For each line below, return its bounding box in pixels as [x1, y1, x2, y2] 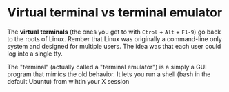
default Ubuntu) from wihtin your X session [7, 77, 130, 85]
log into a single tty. [7, 49, 63, 58]
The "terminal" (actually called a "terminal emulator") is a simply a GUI [7, 62, 207, 71]
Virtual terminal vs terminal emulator [7, 5, 223, 21]
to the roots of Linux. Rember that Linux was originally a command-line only [7, 34, 222, 43]
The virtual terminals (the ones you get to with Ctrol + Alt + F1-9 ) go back [7, 27, 221, 36]
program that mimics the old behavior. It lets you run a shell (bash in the [7, 70, 211, 78]
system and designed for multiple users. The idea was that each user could [7, 42, 221, 50]
